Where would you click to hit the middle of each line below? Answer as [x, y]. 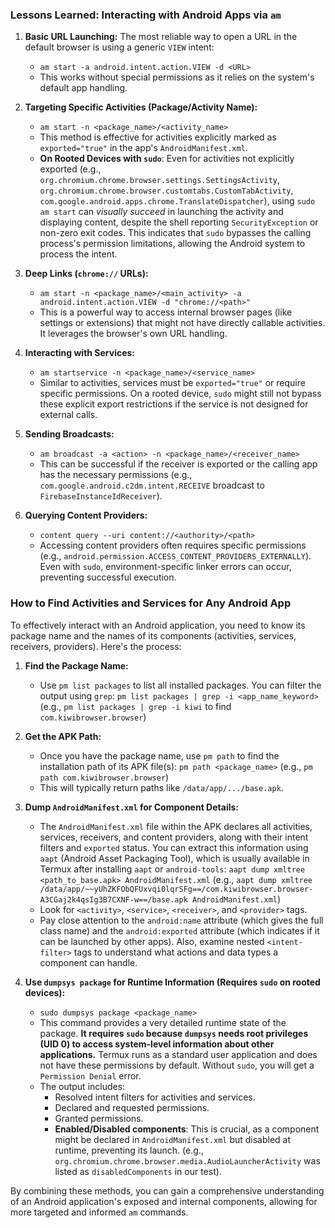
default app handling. [83, 88]
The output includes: [82, 1086]
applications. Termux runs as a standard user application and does [178, 1054]
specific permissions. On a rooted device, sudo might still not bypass [180, 394]
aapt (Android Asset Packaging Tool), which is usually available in [174, 858]
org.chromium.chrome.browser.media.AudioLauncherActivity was [187, 1160]
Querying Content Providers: [86, 515]
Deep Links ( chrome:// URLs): [86, 274]
